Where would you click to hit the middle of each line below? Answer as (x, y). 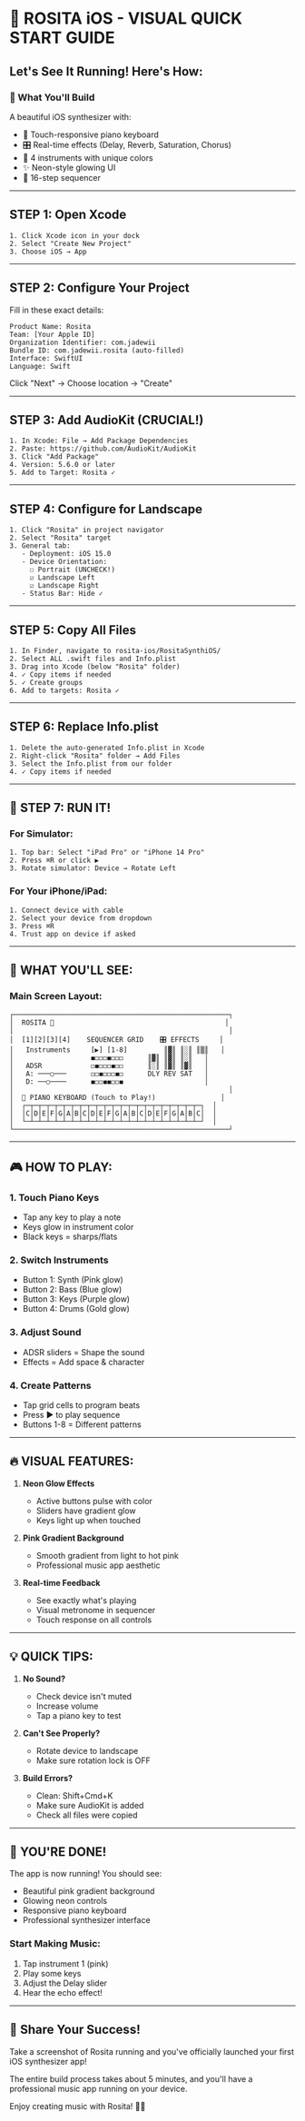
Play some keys (52, 1973)
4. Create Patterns (50, 1385)
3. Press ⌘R (32, 926)
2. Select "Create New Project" (70, 243)
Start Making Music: (55, 1944)
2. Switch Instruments (59, 1260)
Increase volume (67, 1706)
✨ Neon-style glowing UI (69, 167)
